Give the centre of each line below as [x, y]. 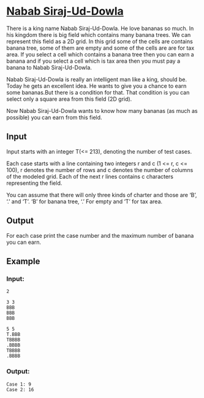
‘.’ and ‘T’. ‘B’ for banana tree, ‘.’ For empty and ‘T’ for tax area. [85, 201]
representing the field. [34, 183]
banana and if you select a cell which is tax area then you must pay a [93, 61]
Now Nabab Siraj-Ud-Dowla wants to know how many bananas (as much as [102, 111]
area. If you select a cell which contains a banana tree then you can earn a [100, 54]
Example [23, 261]
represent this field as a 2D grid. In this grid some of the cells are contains [100, 41]
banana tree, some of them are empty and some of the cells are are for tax [100, 48]
